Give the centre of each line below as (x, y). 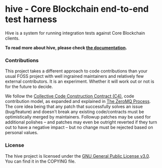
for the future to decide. (29, 87)
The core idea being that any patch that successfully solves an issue (74, 107)
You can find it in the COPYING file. (40, 161)
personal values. (22, 133)
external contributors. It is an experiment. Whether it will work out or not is (80, 81)
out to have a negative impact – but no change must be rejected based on (79, 127)
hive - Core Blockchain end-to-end (77, 9)
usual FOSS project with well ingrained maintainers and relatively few (74, 76)
